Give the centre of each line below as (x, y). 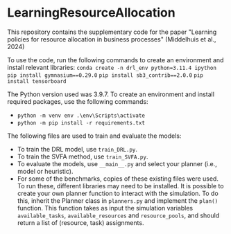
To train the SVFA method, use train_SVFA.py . (83, 156)
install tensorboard (37, 81)
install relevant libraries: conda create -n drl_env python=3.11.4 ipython (112, 67)
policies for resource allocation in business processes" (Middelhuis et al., (112, 39)
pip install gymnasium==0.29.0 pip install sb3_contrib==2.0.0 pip (105, 75)
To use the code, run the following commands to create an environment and (115, 60)
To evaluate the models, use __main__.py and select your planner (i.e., (117, 163)
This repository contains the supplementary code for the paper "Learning (112, 32)
